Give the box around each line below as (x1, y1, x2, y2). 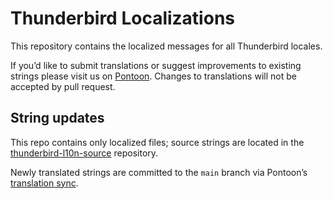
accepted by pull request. (10, 80, 116, 92)
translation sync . (10, 177, 79, 189)
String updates (10, 110, 105, 127)
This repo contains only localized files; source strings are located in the (10, 136, 305, 148)
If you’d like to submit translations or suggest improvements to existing (10, 59, 302, 71)
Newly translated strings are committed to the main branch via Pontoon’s (10, 166, 308, 178)
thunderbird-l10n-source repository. (10, 147, 159, 159)
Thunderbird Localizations (10, 7, 235, 30)
